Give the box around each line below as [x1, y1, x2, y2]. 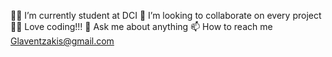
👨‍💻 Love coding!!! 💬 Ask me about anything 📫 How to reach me [10, 21, 273, 32]
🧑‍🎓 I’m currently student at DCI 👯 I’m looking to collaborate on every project [10, 10, 322, 21]
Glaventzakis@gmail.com [10, 35, 115, 47]
